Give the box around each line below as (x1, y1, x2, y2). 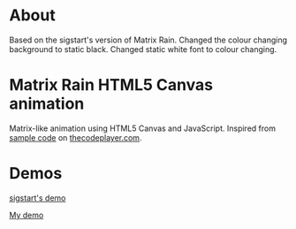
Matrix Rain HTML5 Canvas (9, 75, 214, 95)
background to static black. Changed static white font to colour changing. (9, 43, 277, 54)
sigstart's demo (9, 192, 66, 203)
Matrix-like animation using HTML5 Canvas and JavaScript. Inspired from (9, 123, 277, 134)
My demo (9, 210, 44, 220)
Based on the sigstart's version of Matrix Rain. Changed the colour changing (9, 34, 288, 45)
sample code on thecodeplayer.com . (9, 132, 142, 142)
